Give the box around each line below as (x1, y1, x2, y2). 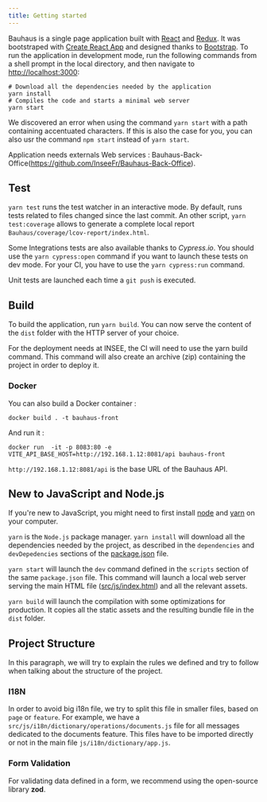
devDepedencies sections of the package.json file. (8, 549, 169, 559)
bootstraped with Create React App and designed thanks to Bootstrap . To (8, 41, 249, 52)
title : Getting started (8, 11, 87, 20)
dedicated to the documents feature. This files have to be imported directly (8, 730, 254, 739)
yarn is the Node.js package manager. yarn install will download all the (8, 532, 246, 542)
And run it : (8, 427, 45, 438)
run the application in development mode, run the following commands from (8, 50, 257, 60)
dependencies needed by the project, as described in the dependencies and (8, 540, 255, 550)
